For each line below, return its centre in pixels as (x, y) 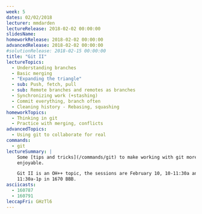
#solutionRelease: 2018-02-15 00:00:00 (56, 51)
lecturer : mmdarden (31, 23)
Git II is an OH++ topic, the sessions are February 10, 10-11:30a (103, 174)
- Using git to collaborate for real (59, 135)
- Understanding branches (44, 68)
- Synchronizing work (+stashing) (55, 96)
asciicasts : (21, 185)
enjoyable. (31, 163)
